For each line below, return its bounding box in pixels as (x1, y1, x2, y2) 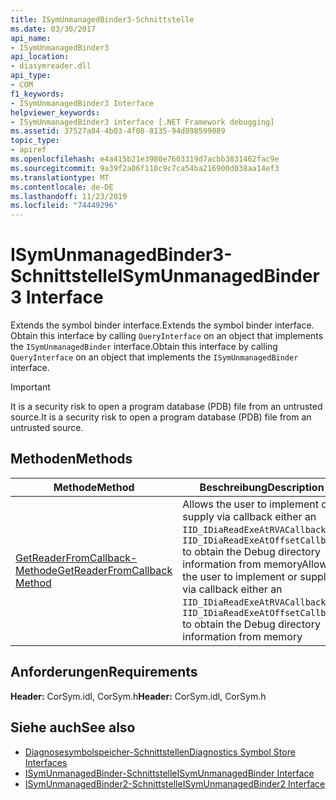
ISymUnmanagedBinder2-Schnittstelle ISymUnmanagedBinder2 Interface (24, 777, 326, 790)
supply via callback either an (182, 509, 317, 523)
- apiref (10, 145, 47, 155)
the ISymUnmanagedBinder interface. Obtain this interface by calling (10, 341, 278, 353)
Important (10, 381, 51, 393)
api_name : (10, 33, 52, 43)
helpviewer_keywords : (10, 107, 101, 118)
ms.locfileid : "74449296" (10, 201, 118, 211)
